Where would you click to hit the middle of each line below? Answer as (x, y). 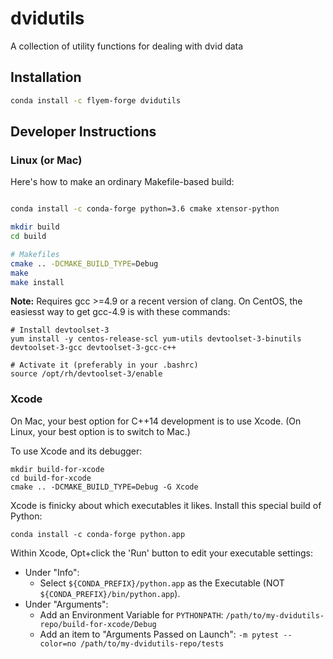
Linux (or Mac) (46, 160)
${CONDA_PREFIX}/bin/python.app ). (110, 593)
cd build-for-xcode (51, 478)
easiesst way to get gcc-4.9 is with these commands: (120, 312)
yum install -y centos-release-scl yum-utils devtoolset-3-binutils (156, 339)
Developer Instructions (83, 132)
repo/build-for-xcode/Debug (98, 624)
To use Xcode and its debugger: (76, 451)
